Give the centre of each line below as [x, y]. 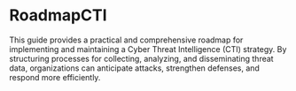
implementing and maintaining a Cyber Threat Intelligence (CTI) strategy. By [148, 49]
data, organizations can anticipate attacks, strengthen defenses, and [134, 68]
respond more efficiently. [55, 77]
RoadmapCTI [58, 15]
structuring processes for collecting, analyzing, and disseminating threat [141, 58]
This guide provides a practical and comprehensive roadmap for [126, 40]
